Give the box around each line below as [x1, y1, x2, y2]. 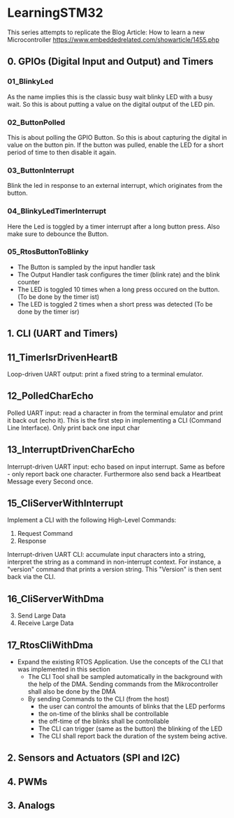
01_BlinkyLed [7, 77, 54, 87]
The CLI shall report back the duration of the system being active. [38, 732, 228, 740]
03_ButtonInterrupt [7, 166, 75, 175]
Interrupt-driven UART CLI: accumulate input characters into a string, [7, 550, 206, 559]
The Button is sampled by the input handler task [17, 263, 156, 271]
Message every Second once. [7, 477, 94, 485]
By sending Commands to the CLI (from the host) [27, 695, 170, 703]
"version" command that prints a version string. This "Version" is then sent [7, 565, 222, 574]
